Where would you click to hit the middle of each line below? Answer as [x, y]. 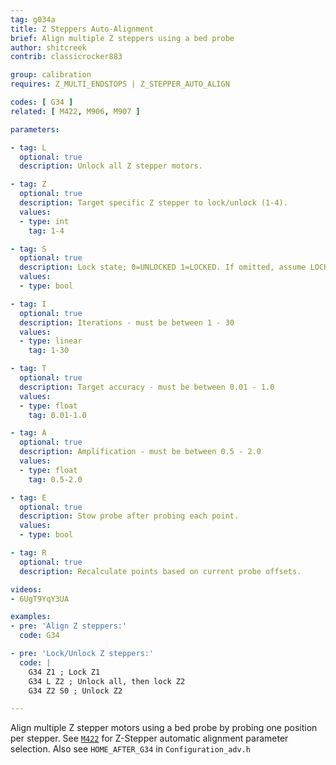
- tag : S [28, 249]
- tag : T [28, 369]
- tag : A [28, 433]
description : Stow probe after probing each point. [129, 516]
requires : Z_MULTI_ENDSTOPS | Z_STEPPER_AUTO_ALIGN [120, 84]
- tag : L [28, 147]
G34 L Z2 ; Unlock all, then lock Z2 [107, 681]
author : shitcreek [48, 47]
